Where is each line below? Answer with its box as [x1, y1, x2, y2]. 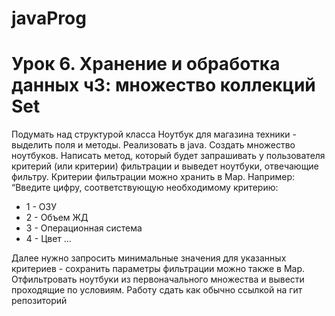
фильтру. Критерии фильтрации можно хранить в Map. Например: [11, 171, 295, 183]
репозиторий [11, 295, 68, 307]
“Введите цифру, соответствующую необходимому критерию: [11, 182, 279, 194]
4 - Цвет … [25, 233, 72, 245]
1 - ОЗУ [25, 201, 57, 213]
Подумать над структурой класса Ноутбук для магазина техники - [11, 128, 297, 141]
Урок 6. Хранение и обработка [11, 53, 281, 76]
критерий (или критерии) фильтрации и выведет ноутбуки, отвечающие [11, 160, 319, 172]
